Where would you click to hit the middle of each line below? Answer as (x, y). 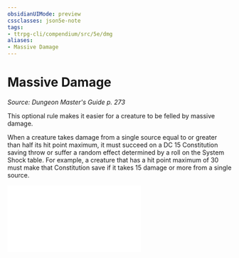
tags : (15, 27)
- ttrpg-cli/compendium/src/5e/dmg (60, 34)
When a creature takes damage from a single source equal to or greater (112, 137)
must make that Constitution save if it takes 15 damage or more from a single (119, 167)
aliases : (20, 41)
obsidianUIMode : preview (44, 14)
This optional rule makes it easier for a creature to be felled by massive (111, 115)
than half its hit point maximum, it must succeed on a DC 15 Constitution (113, 145)
